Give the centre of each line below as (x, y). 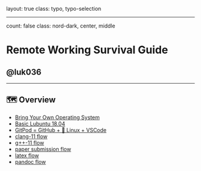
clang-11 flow (31, 136)
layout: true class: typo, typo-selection (54, 9)
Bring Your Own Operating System (57, 117)
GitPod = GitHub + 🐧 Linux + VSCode (60, 130)
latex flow (27, 155)
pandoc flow (30, 161)
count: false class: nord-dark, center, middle (61, 26)
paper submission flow (43, 149)
